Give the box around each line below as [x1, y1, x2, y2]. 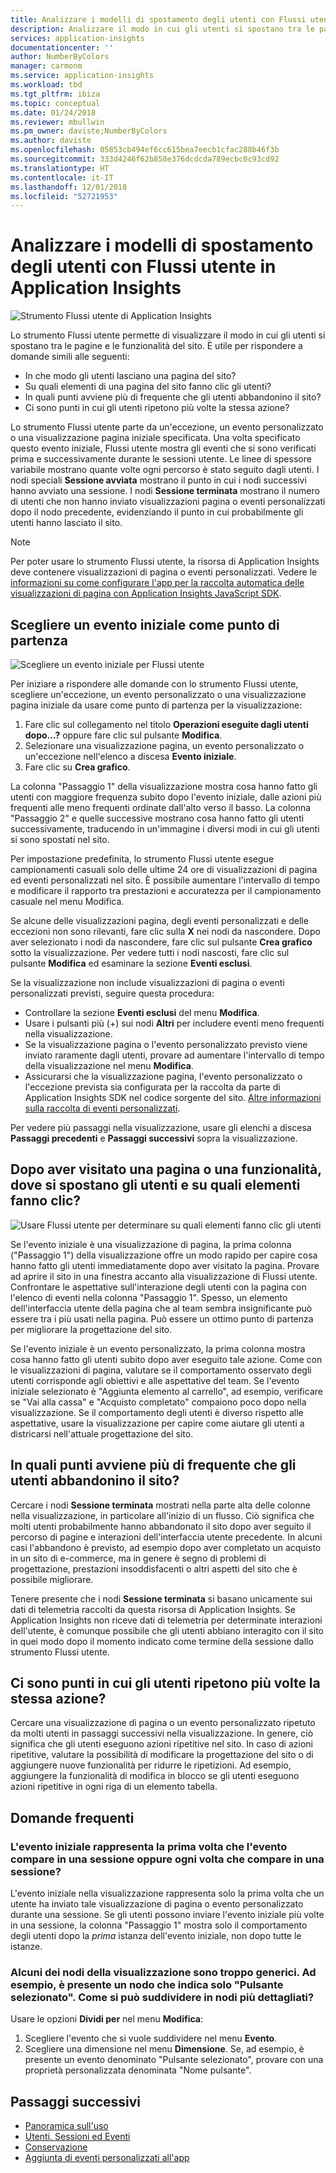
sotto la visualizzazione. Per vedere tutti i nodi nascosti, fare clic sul [10, 947, 290, 958]
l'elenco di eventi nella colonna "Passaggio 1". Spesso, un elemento [10, 1291, 288, 1303]
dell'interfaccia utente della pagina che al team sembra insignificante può [10, 1302, 313, 1314]
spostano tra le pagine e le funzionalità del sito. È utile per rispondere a [10, 340, 303, 352]
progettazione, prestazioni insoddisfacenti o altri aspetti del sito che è [10, 1562, 298, 1575]
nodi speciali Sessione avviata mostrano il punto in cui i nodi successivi [10, 474, 307, 486]
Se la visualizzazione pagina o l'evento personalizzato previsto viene [24, 1039, 308, 1050]
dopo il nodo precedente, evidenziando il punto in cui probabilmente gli [10, 506, 304, 518]
